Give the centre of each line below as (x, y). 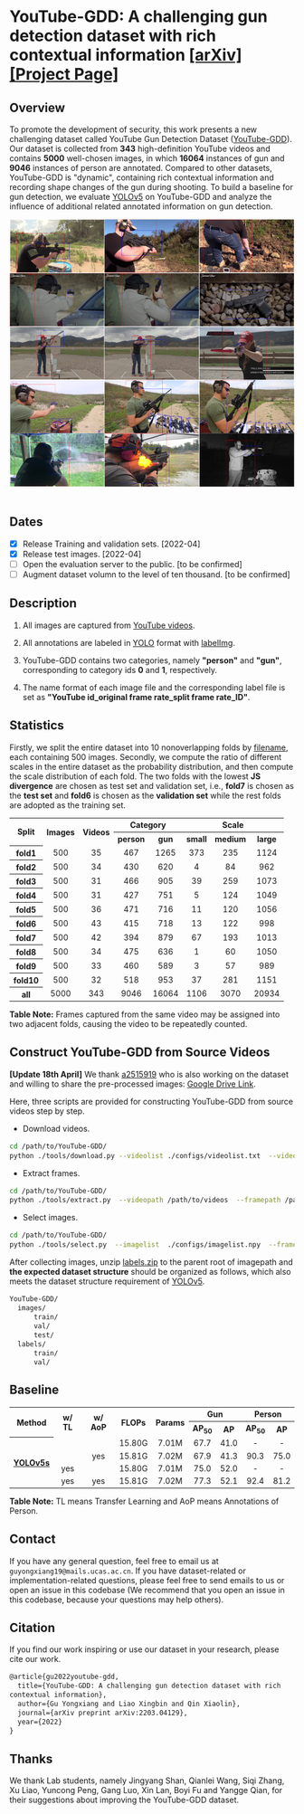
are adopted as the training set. (68, 805)
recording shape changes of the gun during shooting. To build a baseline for (152, 187)
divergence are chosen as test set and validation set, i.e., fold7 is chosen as (152, 785)
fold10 (26, 980)
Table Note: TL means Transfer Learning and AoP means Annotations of (144, 1501)
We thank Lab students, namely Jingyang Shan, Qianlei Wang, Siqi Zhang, (147, 1781)
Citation (33, 1627)
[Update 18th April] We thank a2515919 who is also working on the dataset (149, 1074)
